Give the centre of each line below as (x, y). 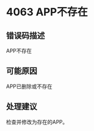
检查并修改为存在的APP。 (37, 122)
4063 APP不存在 (47, 12)
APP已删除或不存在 (29, 86)
